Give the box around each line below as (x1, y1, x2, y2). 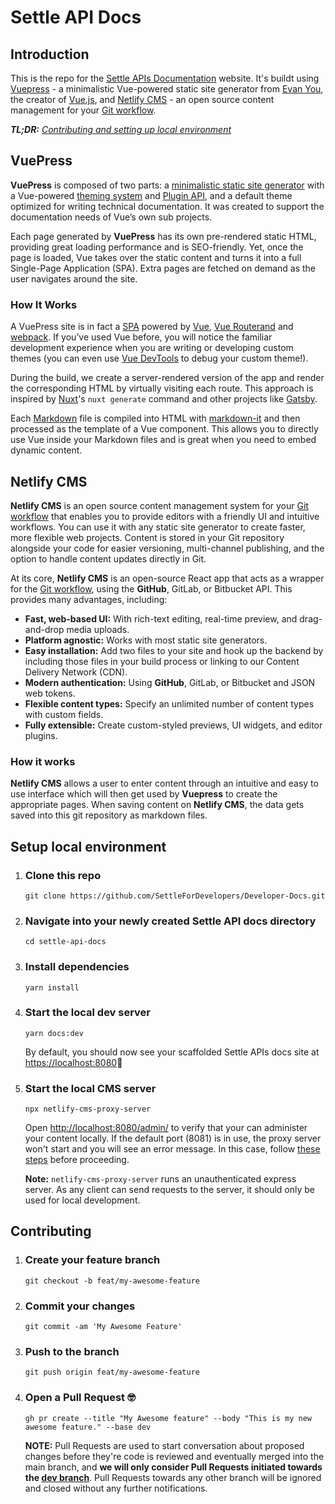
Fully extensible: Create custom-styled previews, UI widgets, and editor (24, 719, 323, 731)
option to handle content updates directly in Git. (10, 552, 207, 565)
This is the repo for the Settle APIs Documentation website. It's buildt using (10, 72, 320, 84)
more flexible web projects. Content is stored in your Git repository (10, 531, 285, 543)
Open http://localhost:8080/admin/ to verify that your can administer (24, 1122, 308, 1134)
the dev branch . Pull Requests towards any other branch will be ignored (24, 1471, 322, 1483)
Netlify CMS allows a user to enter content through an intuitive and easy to (10, 777, 319, 790)
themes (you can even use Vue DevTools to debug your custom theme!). (10, 352, 309, 365)
